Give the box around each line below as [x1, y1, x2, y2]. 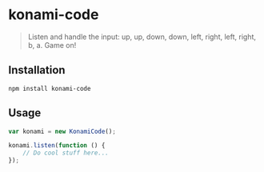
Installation [8, 64, 66, 77]
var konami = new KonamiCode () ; [8, 127, 116, 135]
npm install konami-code [8, 84, 91, 92]
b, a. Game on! [27, 40, 77, 49]
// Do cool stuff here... [22, 149, 110, 157]
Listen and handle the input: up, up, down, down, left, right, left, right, [27, 32, 257, 41]
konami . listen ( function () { [8, 142, 106, 150]
